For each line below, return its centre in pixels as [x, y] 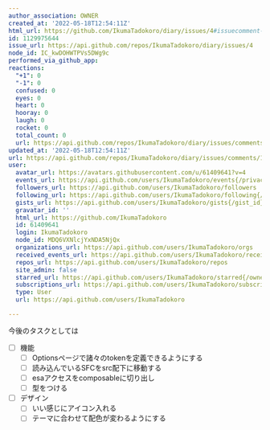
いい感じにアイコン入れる [74, 408]
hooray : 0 [32, 113]
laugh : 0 [30, 121]
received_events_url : [52, 255]
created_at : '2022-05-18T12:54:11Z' [70, 23]
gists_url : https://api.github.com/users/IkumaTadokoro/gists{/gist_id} [140, 203]
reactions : [27, 68]
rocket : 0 [32, 128]
